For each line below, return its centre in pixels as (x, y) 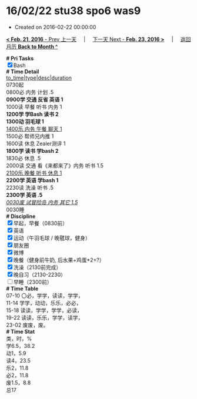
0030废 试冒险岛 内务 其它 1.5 (42, 202)
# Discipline (21, 216)
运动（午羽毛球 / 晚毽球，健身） (52, 238)
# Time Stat (21, 331)
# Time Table (22, 289)
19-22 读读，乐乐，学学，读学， (45, 317)
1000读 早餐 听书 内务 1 (34, 106)
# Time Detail (23, 71)
